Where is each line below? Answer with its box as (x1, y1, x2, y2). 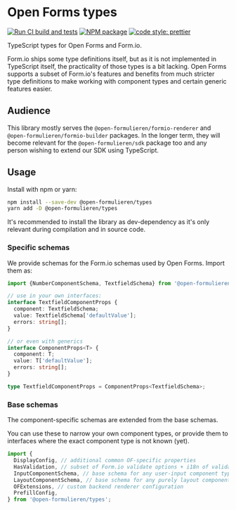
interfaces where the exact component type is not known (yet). (7, 437, 190, 445)
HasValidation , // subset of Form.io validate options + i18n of (13, 463, 209, 471)
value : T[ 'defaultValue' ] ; (13, 358, 93, 365)
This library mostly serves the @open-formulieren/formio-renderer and (7, 124, 211, 132)
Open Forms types (7, 4, 117, 20)
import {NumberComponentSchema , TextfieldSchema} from (7, 280, 171, 287)
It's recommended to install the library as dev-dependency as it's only (7, 218, 210, 226)
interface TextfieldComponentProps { (7, 299, 118, 306)
